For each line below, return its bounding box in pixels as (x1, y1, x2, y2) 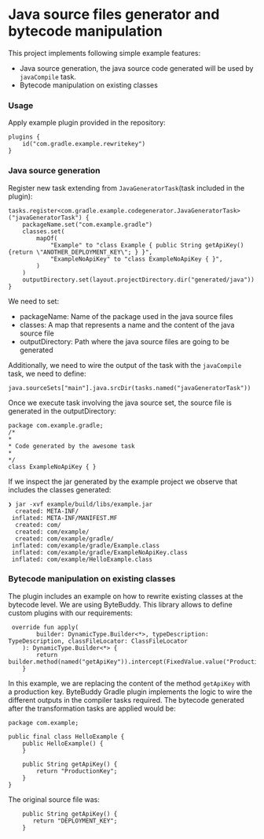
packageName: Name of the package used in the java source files (19, 311, 233, 321)
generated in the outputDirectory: (8, 406, 116, 415)
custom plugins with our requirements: (8, 608, 134, 618)
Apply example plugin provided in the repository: (8, 118, 167, 128)
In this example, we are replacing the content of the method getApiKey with (8, 678, 251, 688)
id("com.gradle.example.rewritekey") (22, 140, 146, 148)
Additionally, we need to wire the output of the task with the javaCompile (8, 360, 242, 369)
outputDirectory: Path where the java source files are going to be (19, 336, 229, 346)
